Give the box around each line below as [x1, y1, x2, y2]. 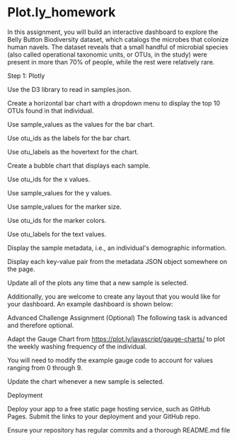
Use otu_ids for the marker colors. [7, 216, 107, 224]
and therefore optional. [7, 321, 74, 329]
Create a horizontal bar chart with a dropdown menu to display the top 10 [7, 98, 221, 107]
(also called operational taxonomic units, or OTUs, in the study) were [7, 50, 207, 59]
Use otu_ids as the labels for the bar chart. [7, 134, 132, 142]
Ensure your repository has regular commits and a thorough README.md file [7, 425, 231, 434]
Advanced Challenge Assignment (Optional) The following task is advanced [7, 313, 228, 322]
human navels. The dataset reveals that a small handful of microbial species [7, 42, 229, 51]
